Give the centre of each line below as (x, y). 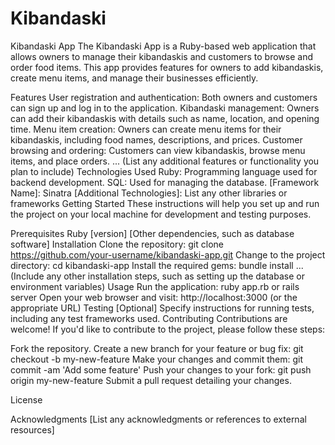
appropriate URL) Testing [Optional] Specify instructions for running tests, (162, 308)
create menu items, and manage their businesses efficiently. (134, 78)
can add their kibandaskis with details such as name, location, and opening (165, 118)
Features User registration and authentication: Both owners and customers (164, 97)
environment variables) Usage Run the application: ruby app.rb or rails (155, 286)
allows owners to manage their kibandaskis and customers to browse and (162, 56)
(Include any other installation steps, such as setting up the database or (157, 276)
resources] (32, 429)
